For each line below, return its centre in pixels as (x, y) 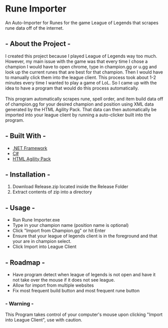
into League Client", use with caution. (44, 320)
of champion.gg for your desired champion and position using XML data (79, 104)
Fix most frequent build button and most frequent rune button (76, 291)
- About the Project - (38, 44)
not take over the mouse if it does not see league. (64, 280)
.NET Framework (30, 148)
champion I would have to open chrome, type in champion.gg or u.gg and (81, 66)
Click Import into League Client (44, 247)
